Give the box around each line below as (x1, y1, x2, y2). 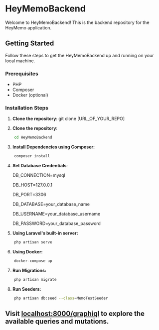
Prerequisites (5, 70, 38, 77)
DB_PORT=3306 (12, 192, 46, 198)
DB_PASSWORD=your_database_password (12, 220, 101, 226)
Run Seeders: (12, 286, 41, 292)
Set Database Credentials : (12, 163, 68, 169)
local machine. (5, 58, 35, 64)
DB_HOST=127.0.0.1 (12, 182, 52, 188)
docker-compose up (14, 258, 52, 263)
